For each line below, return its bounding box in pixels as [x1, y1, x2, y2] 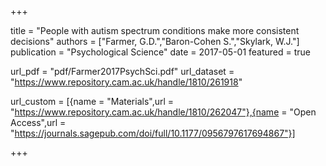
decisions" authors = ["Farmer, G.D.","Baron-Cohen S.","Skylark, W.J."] [10, 36, 300, 47]
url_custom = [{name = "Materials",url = [10, 96, 175, 107]
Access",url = [10, 117, 67, 128]
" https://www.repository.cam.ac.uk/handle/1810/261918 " [10, 76, 243, 88]
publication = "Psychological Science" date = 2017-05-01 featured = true [10, 46, 312, 58]
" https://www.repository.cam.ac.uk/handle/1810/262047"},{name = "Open [10, 106, 317, 118]
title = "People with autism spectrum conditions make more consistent [10, 25, 300, 36]
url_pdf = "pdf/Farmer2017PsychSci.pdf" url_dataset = [10, 66, 235, 77]
